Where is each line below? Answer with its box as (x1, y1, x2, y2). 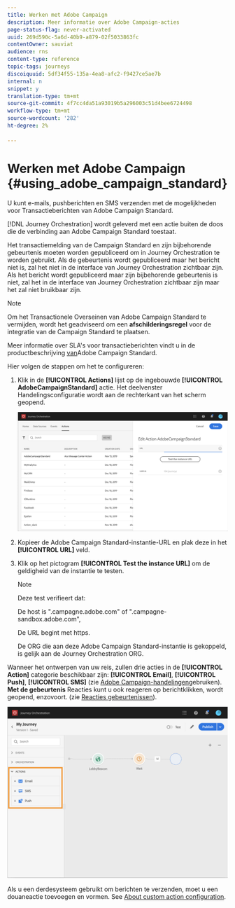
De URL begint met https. (17, 628, 91, 637)
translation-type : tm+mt (7, 92, 80, 99)
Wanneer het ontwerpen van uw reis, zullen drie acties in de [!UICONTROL (7, 663, 223, 672)
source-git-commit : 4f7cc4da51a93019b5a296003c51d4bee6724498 (7, 100, 192, 107)
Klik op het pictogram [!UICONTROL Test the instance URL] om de (17, 559, 211, 567)
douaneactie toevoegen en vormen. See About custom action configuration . (7, 892, 226, 900)
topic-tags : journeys (7, 63, 71, 70)
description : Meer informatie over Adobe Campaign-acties (7, 18, 180, 26)
